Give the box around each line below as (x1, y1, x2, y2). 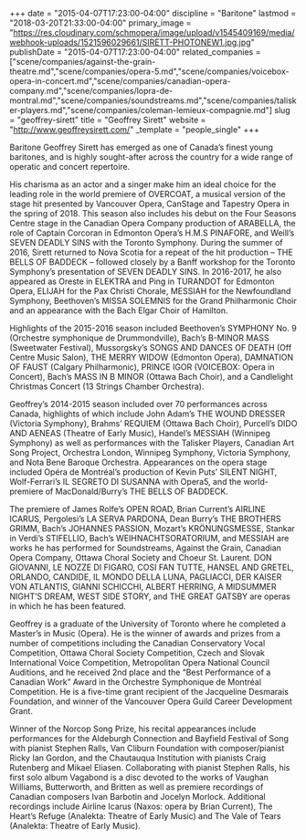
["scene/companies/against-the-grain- (9, 57, 156, 67)
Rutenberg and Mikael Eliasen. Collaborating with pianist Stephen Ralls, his (9, 762, 290, 772)
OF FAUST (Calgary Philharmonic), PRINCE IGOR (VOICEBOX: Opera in (9, 362, 275, 373)
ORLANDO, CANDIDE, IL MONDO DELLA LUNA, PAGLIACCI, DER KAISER (9, 572, 282, 583)
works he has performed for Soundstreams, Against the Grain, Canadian (9, 542, 281, 553)
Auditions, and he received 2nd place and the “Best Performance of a (9, 667, 271, 677)
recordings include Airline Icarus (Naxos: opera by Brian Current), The (9, 801, 273, 812)
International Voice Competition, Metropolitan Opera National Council (9, 657, 270, 667)
